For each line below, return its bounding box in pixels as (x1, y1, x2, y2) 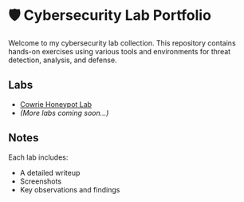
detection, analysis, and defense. (8, 55, 117, 65)
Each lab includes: (8, 152, 69, 162)
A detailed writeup (19, 168, 81, 177)
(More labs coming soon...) (19, 108, 109, 117)
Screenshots (19, 176, 62, 186)
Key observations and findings (19, 184, 120, 194)
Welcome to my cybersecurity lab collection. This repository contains (8, 38, 237, 48)
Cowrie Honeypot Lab (19, 99, 92, 109)
